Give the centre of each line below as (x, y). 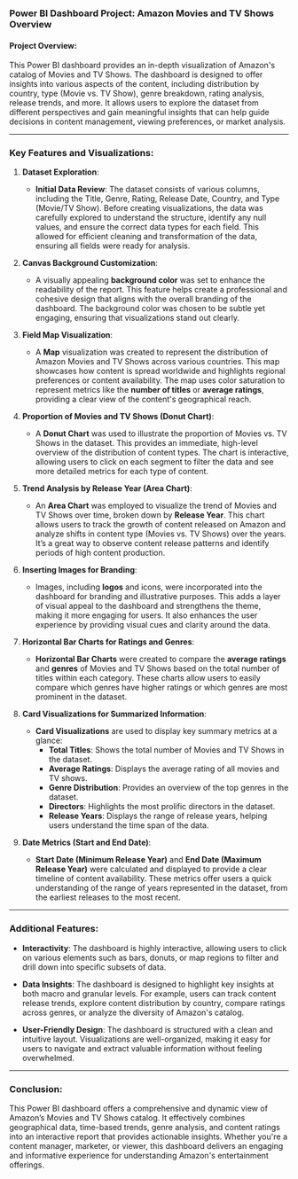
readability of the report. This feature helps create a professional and (161, 290)
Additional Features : (54, 929)
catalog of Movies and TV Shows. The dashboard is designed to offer (136, 74)
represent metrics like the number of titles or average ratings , (149, 390)
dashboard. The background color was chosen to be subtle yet (150, 308)
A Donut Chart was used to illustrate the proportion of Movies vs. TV (161, 433)
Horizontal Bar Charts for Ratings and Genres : (108, 642)
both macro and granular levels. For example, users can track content (149, 993)
